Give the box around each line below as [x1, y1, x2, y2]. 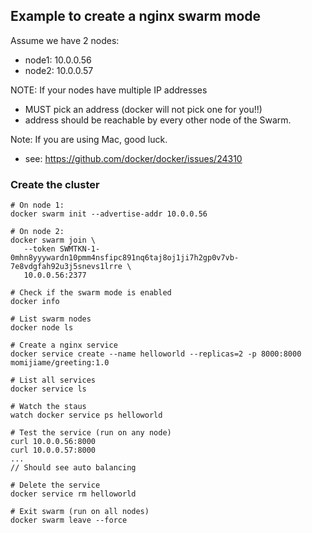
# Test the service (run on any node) [10, 428, 172, 438]
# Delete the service [10, 480, 101, 491]
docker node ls [10, 323, 74, 333]
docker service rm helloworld [10, 489, 137, 499]
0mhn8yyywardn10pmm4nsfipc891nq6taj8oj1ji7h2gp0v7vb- [10, 253, 240, 263]
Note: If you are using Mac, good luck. [10, 133, 168, 145]
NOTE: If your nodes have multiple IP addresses [10, 84, 208, 96]
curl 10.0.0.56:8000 [10, 437, 97, 447]
